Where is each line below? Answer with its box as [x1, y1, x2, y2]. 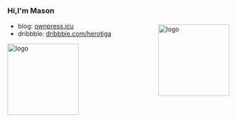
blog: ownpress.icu [17, 22, 74, 31]
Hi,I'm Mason [7, 6, 55, 16]
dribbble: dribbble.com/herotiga [17, 29, 112, 38]
